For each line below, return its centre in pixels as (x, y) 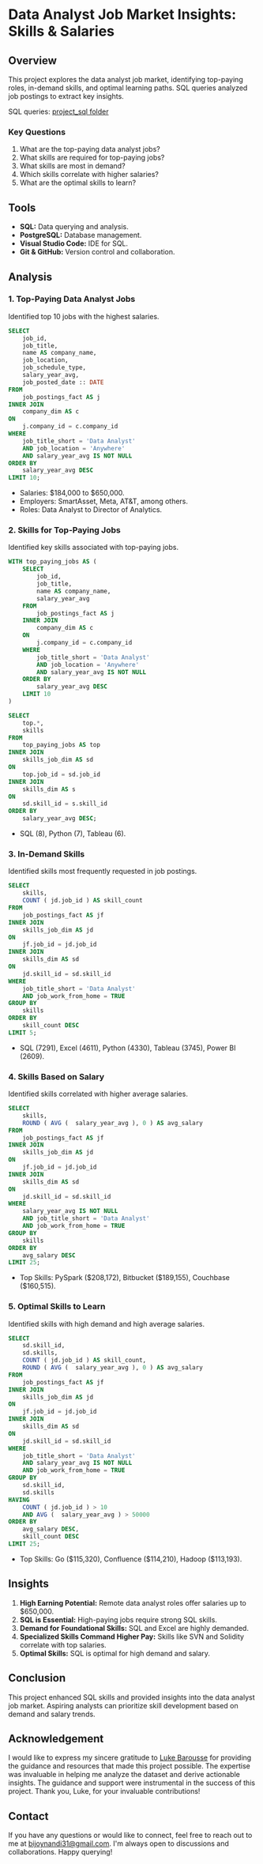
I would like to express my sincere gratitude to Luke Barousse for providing (130, 1758)
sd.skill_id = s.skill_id (65, 804)
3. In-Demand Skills (47, 854)
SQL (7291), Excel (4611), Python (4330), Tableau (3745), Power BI (128, 1048)
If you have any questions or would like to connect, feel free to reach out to (130, 1836)
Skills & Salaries (62, 31)
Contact (28, 1816)
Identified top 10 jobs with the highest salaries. (84, 316)
